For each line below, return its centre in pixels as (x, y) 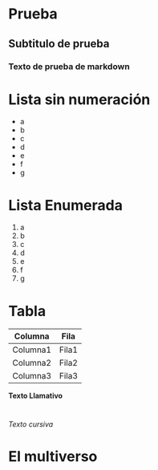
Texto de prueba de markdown (69, 67)
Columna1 (32, 350)
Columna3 (32, 376)
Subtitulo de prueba (59, 44)
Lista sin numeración (79, 99)
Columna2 (32, 363)
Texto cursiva (31, 424)
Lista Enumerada (65, 205)
